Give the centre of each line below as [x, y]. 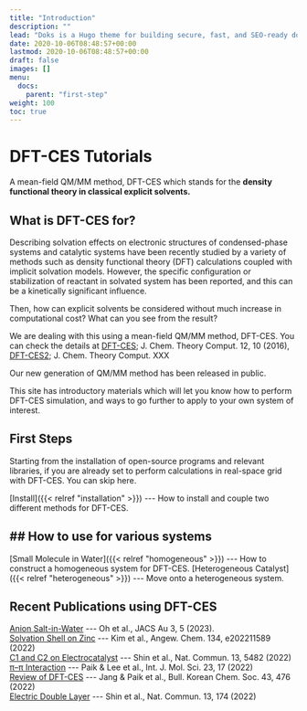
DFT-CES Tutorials [81, 157]
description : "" [40, 27]
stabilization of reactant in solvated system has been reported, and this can [151, 281]
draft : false [34, 60]
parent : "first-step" [67, 94]
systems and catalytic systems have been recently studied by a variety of [148, 252]
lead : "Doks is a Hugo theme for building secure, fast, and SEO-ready [148, 35]
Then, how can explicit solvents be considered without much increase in [145, 308]
